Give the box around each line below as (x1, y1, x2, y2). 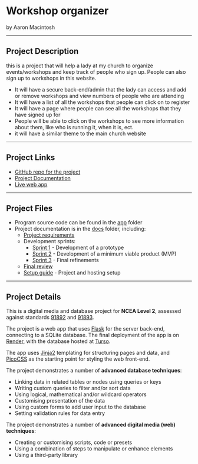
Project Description (6, 46, 79, 57)
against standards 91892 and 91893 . (6, 314, 94, 321)
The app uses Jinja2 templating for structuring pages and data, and (6, 349, 170, 357)
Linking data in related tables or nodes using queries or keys (14, 378, 161, 385)
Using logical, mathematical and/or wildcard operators (14, 391, 147, 398)
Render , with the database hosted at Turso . (6, 338, 111, 345)
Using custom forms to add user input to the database (14, 403, 146, 411)
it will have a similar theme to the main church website (14, 130, 146, 137)
